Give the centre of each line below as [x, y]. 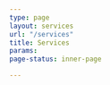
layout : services [42, 26]
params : [24, 51]
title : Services [39, 42]
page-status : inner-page [55, 59]
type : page [30, 17]
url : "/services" [42, 34]
